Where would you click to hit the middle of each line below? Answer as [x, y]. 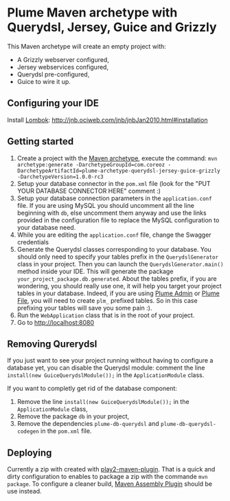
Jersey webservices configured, [62, 67]
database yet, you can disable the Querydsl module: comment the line [106, 368]
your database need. [46, 227]
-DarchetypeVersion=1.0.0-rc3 [60, 177]
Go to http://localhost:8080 [56, 322]
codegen [28, 431]
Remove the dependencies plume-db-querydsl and [88, 424]
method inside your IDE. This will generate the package [95, 271]
